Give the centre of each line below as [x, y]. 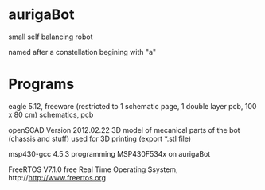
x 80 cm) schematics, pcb [51, 114]
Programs [41, 84]
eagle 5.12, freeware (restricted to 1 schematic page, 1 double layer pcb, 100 [132, 106]
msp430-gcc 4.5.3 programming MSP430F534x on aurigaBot [109, 153]
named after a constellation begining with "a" [82, 52]
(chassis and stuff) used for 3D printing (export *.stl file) [100, 138]
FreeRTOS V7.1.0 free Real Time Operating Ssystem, [93, 169]
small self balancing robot [51, 37]
